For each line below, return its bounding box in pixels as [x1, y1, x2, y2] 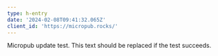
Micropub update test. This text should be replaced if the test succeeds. [7, 42, 212, 50]
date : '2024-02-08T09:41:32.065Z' [7, 16, 107, 23]
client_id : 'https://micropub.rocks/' [7, 23, 118, 29]
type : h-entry [7, 10, 48, 17]
